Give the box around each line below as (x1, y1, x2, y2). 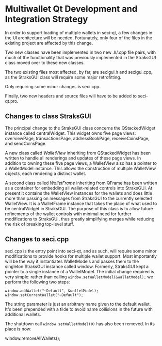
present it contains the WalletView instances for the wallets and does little (5, 190, 153, 196)
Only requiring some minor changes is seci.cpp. (5, 83, 101, 89)
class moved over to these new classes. (5, 60, 85, 65)
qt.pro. (5, 98, 18, 104)
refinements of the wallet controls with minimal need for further (5, 211, 132, 217)
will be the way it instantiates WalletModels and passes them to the (5, 258, 139, 264)
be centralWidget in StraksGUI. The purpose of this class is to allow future (5, 205, 153, 211)
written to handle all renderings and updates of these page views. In (5, 155, 141, 161)
